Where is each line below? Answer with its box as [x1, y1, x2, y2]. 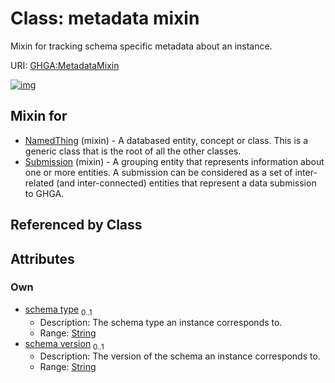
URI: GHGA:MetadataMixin [10, 59, 120, 71]
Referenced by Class [10, 217, 143, 234]
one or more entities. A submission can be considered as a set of [24, 166, 293, 178]
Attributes [10, 250, 75, 267]
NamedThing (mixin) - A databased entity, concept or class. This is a [24, 134, 308, 146]
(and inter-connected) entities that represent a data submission [56, 177, 317, 189]
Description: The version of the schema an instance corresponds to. [39, 350, 321, 362]
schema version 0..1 [24, 337, 105, 352]
